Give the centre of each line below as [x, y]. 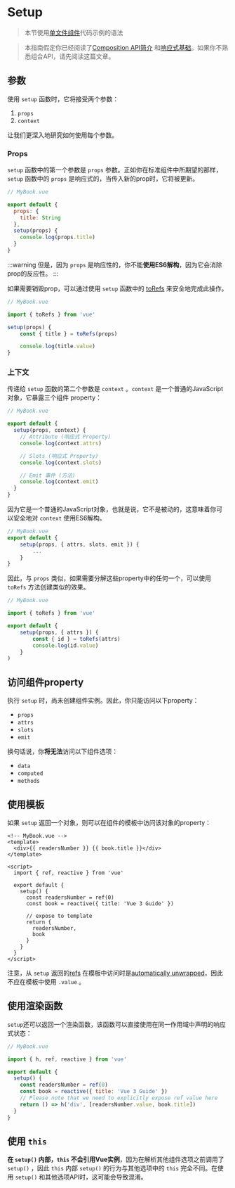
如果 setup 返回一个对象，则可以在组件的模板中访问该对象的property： [109, 822]
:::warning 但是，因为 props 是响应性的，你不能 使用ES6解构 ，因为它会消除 [115, 264]
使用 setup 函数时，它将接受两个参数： [63, 98]
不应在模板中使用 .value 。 [46, 981]
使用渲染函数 [35, 1006]
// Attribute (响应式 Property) [66, 437]
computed [30, 774]
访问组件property [46, 682]
